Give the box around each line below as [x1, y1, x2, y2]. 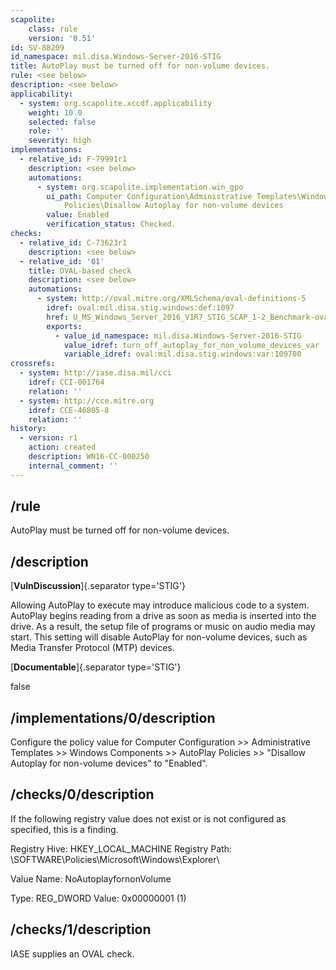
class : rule [28, 24, 78, 34]
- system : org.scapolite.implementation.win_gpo [36, 182, 244, 192]
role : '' [28, 126, 65, 136]
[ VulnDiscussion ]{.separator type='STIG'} [10, 580, 186, 592]
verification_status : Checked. [46, 219, 177, 230]
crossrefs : [10, 359, 56, 369]
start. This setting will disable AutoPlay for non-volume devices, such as [10, 631, 308, 643]
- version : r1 [19, 433, 78, 443]
